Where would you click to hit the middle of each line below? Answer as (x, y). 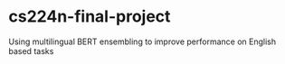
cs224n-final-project (90, 17)
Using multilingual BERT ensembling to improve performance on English (142, 41)
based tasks (31, 50)
